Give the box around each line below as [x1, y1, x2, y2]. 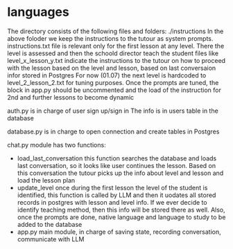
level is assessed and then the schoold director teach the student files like [7, 49, 219, 57]
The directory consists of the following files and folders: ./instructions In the [7, 27, 224, 35]
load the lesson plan [17, 176, 76, 184]
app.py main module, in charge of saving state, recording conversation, [17, 228, 222, 236]
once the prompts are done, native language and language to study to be [17, 212, 226, 221]
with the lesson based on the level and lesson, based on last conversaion [7, 64, 216, 72]
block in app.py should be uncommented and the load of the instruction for [7, 86, 222, 94]
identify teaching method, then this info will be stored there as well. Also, [17, 205, 225, 214]
